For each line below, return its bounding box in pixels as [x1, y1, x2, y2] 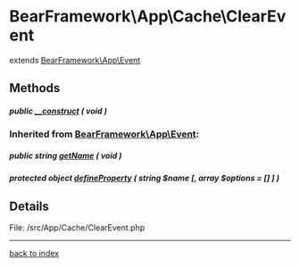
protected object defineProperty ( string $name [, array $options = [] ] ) [9, 172, 279, 184]
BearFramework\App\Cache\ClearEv [9, 6, 287, 27]
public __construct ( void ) [9, 105, 107, 116]
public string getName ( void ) [9, 150, 122, 161]
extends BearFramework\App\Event [9, 54, 141, 65]
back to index [9, 248, 60, 259]
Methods [9, 80, 61, 96]
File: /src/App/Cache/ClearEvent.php [9, 222, 146, 233]
